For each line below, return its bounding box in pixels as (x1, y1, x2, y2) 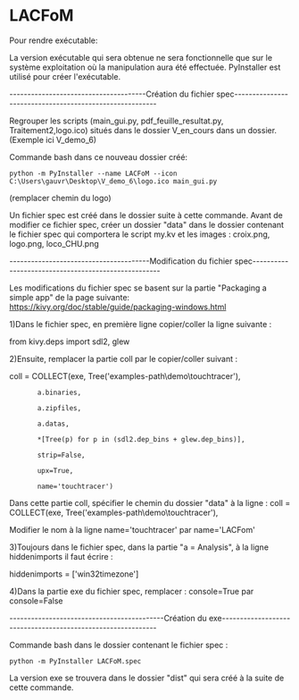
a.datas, (37, 419, 70, 428)
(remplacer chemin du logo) (9, 192, 112, 203)
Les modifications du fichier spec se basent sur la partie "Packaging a (9, 283, 268, 293)
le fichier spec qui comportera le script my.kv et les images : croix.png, (9, 229, 270, 240)
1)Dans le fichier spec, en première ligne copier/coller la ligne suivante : (9, 318, 272, 329)
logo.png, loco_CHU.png (9, 238, 100, 249)
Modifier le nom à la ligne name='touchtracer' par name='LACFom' (9, 524, 256, 535)
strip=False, (37, 451, 87, 460)
